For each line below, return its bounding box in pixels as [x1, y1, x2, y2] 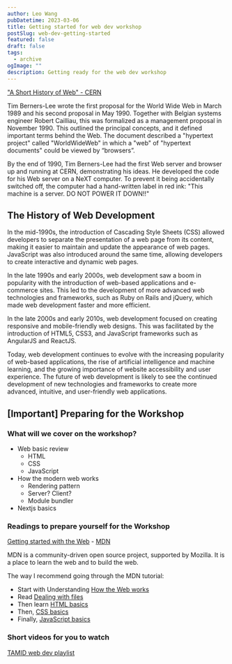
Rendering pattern [27, 482, 80, 490]
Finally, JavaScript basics [17, 615, 91, 623]
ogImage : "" [7, 62, 42, 69]
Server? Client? [27, 489, 72, 497]
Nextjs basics [17, 504, 57, 512]
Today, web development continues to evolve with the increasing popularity [7, 350, 224, 359]
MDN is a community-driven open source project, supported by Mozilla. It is [7, 551, 225, 559]
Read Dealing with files [17, 593, 84, 601]
